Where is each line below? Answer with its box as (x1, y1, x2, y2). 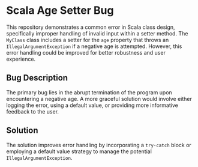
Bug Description (6, 73, 68, 83)
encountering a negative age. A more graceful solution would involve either (6, 95, 192, 102)
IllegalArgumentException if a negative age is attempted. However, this (6, 43, 182, 50)
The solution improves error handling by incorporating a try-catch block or (6, 141, 192, 148)
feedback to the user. (6, 108, 59, 115)
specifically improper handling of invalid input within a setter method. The (6, 29, 188, 37)
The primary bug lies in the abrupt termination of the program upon (6, 88, 172, 96)
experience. (6, 55, 36, 62)
